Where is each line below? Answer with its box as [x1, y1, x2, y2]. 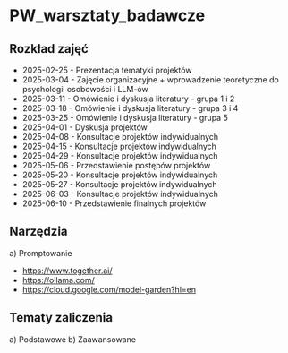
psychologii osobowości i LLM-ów [21, 84, 149, 94]
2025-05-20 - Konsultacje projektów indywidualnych [21, 169, 218, 180]
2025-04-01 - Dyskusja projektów [21, 122, 148, 133]
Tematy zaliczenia [9, 310, 114, 325]
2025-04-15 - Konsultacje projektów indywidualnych [21, 141, 217, 151]
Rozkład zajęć [9, 41, 89, 56]
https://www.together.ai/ [21, 265, 114, 276]
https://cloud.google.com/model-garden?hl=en [21, 284, 197, 295]
